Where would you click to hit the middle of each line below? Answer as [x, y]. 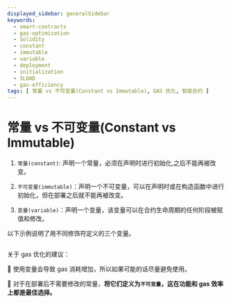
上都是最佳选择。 [32, 293]
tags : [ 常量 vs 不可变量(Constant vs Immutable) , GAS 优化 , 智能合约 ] [108, 91]
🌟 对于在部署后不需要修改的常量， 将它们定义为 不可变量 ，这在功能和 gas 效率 [115, 284]
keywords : [22, 20]
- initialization [38, 72]
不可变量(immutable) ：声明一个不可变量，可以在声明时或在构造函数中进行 [121, 187]
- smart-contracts [40, 26]
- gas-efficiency [38, 85]
